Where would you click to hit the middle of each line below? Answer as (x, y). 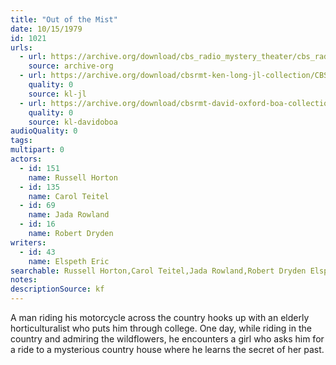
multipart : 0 (37, 150)
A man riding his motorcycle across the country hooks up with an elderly (160, 317)
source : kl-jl (57, 94)
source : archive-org (71, 66)
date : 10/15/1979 (46, 29)
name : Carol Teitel (69, 196)
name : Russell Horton (73, 177)
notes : (24, 280)
